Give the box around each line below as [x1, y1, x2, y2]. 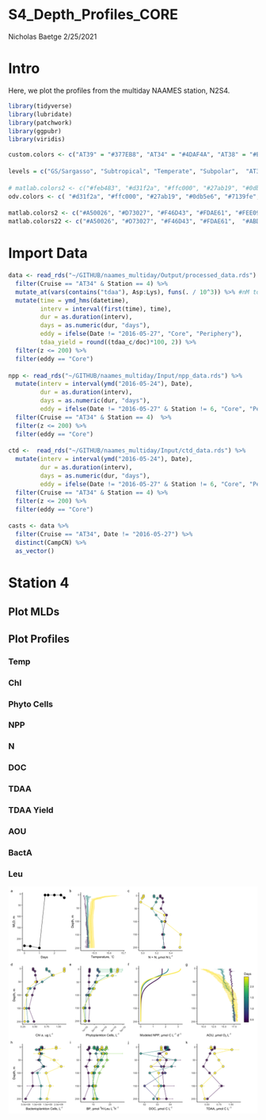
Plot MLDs [8, 605, 60, 619]
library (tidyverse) [8, 101, 73, 110]
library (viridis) [8, 135, 66, 143]
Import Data [8, 244, 89, 262]
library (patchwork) [8, 119, 73, 127]
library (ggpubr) [8, 127, 62, 135]
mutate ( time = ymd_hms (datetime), [15, 296, 129, 304]
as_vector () [15, 547, 55, 555]
